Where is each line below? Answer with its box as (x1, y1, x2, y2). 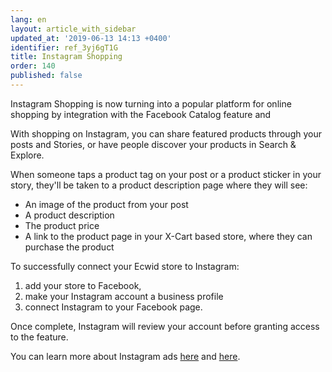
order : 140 (10, 61, 56, 71)
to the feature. (10, 331, 69, 343)
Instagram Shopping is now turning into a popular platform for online (10, 97, 292, 110)
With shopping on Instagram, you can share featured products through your (10, 127, 322, 140)
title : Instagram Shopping (10, 52, 123, 62)
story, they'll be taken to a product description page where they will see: (10, 179, 308, 191)
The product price (24, 219, 100, 231)
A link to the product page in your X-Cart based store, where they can (24, 230, 313, 242)
